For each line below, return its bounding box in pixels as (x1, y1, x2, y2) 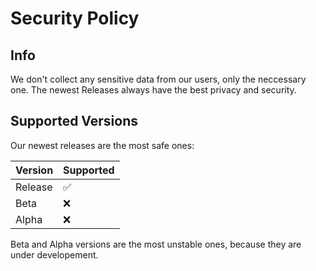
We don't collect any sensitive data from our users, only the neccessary (10, 73, 307, 85)
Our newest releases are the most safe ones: (10, 139, 195, 151)
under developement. (10, 248, 99, 261)
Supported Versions (10, 113, 138, 130)
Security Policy (10, 7, 140, 30)
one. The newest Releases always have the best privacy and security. (10, 84, 297, 96)
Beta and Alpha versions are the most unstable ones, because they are (10, 238, 302, 250)
